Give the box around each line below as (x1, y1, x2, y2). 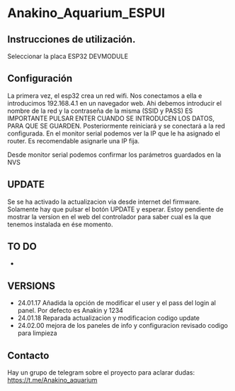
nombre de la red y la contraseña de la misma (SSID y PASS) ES (7, 106, 193, 115)
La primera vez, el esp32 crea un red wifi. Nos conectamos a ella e (7, 91, 202, 100)
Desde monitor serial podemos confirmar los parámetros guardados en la (7, 150, 222, 159)
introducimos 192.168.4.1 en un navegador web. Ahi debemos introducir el (7, 99, 222, 107)
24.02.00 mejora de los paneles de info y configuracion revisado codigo (17, 321, 229, 330)
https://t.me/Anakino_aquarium (7, 376, 98, 385)
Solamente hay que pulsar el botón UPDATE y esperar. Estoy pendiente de (7, 204, 224, 214)
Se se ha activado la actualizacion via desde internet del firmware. (7, 197, 201, 206)
